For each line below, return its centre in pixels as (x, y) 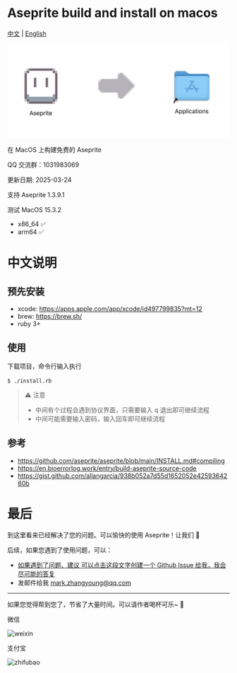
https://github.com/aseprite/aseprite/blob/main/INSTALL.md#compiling (121, 460)
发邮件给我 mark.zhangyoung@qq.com (74, 583)
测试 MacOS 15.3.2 (35, 210)
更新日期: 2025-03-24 (39, 180)
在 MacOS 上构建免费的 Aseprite (55, 150)
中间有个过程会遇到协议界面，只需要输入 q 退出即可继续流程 (122, 410)
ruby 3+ (29, 324)
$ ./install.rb (30, 381)
